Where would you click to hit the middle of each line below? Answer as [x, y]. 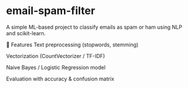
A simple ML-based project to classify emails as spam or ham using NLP [94, 27]
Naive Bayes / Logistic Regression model [56, 67]
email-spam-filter [51, 11]
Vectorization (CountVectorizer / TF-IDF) [56, 56]
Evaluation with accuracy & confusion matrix [60, 79]
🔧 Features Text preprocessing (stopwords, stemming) [72, 45]
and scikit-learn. [26, 33]
